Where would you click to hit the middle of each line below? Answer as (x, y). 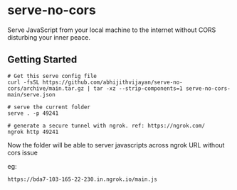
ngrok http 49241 (33, 132)
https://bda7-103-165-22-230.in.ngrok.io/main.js (83, 179)
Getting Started (42, 60)
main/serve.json (31, 94)
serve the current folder (52, 107)
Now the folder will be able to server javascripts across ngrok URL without (116, 145)
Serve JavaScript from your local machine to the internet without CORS (112, 30)
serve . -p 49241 (33, 113)
